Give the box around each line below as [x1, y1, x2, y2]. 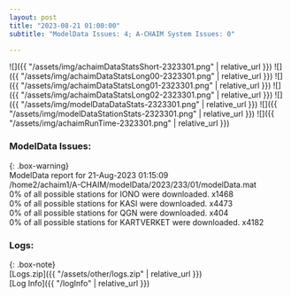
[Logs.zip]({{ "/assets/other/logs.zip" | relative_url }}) [9, 268, 203, 279]
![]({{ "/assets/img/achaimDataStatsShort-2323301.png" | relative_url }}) [9, 61, 272, 72]
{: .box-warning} [9, 160, 69, 171]
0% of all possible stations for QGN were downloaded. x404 [9, 207, 229, 218]
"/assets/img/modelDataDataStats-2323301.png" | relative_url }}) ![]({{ [20, 99, 278, 110]
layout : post [9, 12, 57, 22]
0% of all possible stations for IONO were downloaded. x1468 [9, 188, 234, 199]
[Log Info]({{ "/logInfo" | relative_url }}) [9, 277, 150, 288]
